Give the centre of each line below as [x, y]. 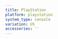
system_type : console [28, 19]
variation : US [20, 24]
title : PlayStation [26, 10]
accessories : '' [22, 29]
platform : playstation [29, 15]
